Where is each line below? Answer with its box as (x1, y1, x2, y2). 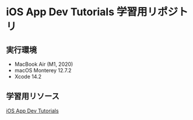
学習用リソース (6, 91, 59, 101)
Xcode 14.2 (14, 73, 42, 80)
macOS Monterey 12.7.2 (14, 67, 72, 73)
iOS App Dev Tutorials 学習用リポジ (6, 5, 178, 19)
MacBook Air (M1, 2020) (14, 61, 73, 68)
